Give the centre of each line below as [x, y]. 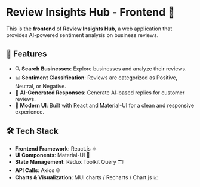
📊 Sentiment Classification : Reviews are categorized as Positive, [96, 78]
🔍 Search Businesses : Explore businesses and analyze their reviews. [101, 69]
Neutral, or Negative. [41, 86]
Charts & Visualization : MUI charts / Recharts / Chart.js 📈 [87, 177]
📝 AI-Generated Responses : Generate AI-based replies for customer [100, 93]
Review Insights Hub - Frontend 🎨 [90, 12]
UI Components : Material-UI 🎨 [52, 155]
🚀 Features [27, 54]
